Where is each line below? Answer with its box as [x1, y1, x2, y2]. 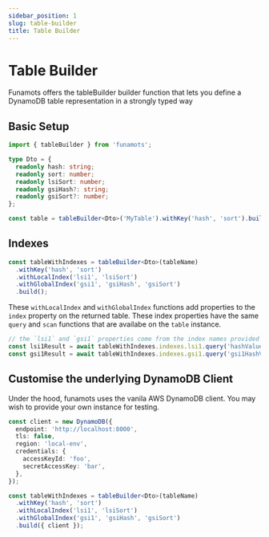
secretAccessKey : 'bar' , [22, 462, 106, 470]
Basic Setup [8, 120, 70, 133]
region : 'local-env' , [15, 440, 88, 448]
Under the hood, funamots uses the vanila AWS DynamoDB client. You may [8, 393, 256, 403]
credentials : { [15, 447, 66, 456]
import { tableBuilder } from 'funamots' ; [8, 141, 152, 149]
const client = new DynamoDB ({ [8, 417, 113, 425]
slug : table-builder [8, 19, 78, 27]
